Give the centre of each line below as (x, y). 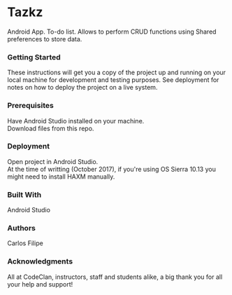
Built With (24, 195)
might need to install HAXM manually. (61, 177)
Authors (22, 228)
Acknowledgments (40, 261)
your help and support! (40, 284)
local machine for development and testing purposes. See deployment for (113, 80)
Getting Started (34, 57)
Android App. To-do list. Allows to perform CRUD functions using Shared (112, 32)
